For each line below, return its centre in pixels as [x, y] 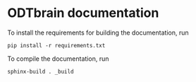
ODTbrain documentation [83, 13]
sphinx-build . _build [41, 71]
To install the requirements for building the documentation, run [98, 33]
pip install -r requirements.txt [56, 45]
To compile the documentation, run [58, 59]
